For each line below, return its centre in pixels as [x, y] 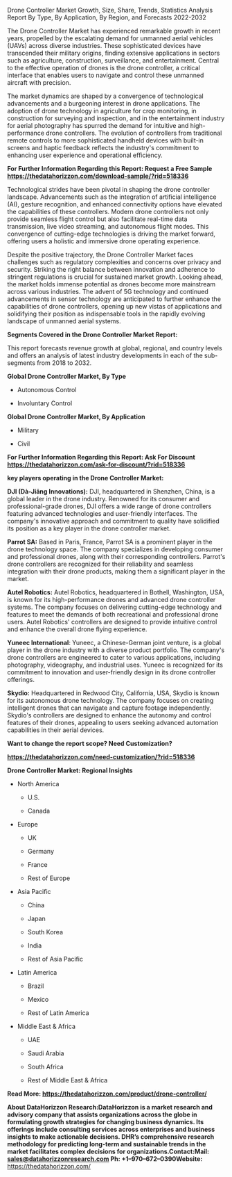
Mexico [38, 999]
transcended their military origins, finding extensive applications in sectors [114, 53]
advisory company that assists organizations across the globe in [102, 1114]
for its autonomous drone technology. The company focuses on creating [110, 700]
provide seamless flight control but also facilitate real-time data [97, 219]
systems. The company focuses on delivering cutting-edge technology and [115, 607]
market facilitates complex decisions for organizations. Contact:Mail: [108, 1151]
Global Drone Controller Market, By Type [67, 376]
